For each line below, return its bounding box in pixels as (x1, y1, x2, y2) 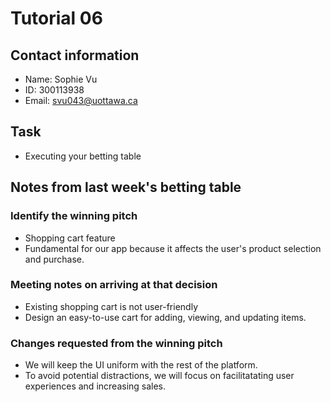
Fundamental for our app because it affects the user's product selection (24, 242, 322, 254)
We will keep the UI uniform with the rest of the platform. (24, 359, 258, 371)
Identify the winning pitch (10, 209, 138, 223)
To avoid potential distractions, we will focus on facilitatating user (24, 370, 295, 382)
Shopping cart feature (24, 232, 116, 244)
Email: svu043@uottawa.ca (24, 95, 138, 106)
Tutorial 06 (10, 7, 103, 30)
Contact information (10, 47, 140, 64)
